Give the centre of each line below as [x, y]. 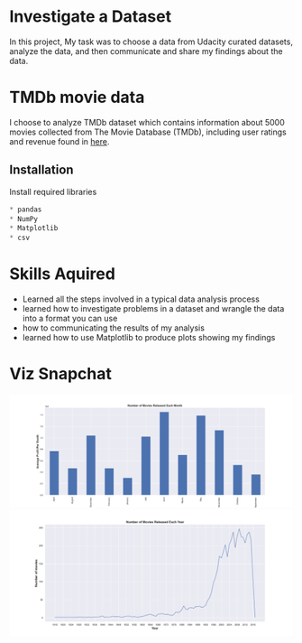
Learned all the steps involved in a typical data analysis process [141, 299]
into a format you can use [70, 319]
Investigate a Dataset [91, 17]
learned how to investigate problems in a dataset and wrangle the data [153, 309]
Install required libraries [53, 191]
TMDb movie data [77, 98]
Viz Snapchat [61, 374]
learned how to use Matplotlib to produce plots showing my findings [149, 338]
